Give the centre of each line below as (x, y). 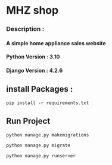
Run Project (28, 121)
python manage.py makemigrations (48, 135)
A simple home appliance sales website (56, 43)
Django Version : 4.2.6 (35, 70)
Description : (25, 29)
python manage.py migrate (38, 145)
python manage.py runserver (41, 155)
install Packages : (40, 89)
